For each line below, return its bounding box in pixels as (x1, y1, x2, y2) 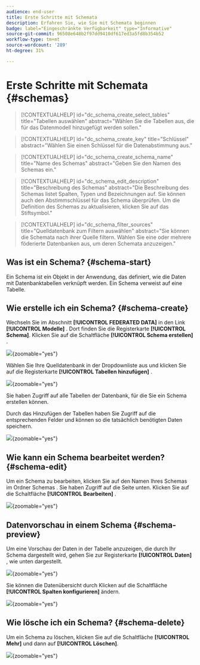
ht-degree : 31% (6, 48, 44, 54)
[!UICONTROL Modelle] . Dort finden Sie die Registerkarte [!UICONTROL (6, 325, 186, 332)
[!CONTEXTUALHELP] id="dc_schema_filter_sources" (20, 220, 153, 228)
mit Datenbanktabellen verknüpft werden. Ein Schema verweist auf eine (6, 279, 183, 287)
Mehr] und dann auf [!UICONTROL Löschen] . (6, 640, 119, 647)
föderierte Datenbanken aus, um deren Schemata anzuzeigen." (20, 240, 176, 247)
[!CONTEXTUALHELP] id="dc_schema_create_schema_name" (20, 153, 174, 160)
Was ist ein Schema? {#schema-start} (6, 258, 152, 268)
